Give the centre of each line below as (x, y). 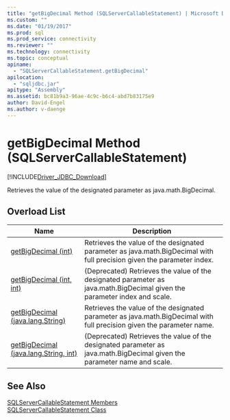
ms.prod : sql (26, 33)
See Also (26, 386)
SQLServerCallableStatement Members (62, 403)
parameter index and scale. (128, 296)
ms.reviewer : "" (30, 45)
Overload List (36, 212)
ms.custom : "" (27, 20)
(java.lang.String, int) (44, 353)
